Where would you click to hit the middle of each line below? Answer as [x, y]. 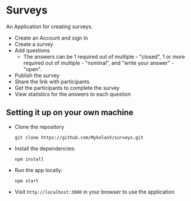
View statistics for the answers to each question [72, 94]
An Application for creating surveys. [50, 26]
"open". [33, 69]
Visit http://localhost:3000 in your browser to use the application [94, 192]
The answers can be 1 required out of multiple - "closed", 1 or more [104, 56]
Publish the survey [37, 75]
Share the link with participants [52, 81]
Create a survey [34, 44]
